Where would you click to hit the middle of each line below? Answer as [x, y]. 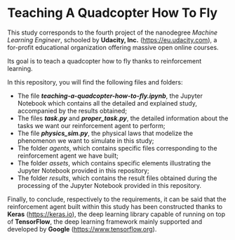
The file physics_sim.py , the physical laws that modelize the [105, 133]
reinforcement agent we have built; [68, 156]
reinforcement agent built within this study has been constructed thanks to [115, 206]
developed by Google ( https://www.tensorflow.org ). [82, 229]
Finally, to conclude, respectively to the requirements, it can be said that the [117, 199]
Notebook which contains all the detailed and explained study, [107, 103]
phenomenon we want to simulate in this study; [86, 140]
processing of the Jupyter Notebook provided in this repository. [109, 185]
